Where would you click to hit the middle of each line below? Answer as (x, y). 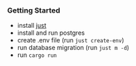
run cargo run (37, 55)
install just (32, 26)
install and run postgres (51, 33)
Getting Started (34, 10)
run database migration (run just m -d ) (73, 48)
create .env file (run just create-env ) (71, 40)
